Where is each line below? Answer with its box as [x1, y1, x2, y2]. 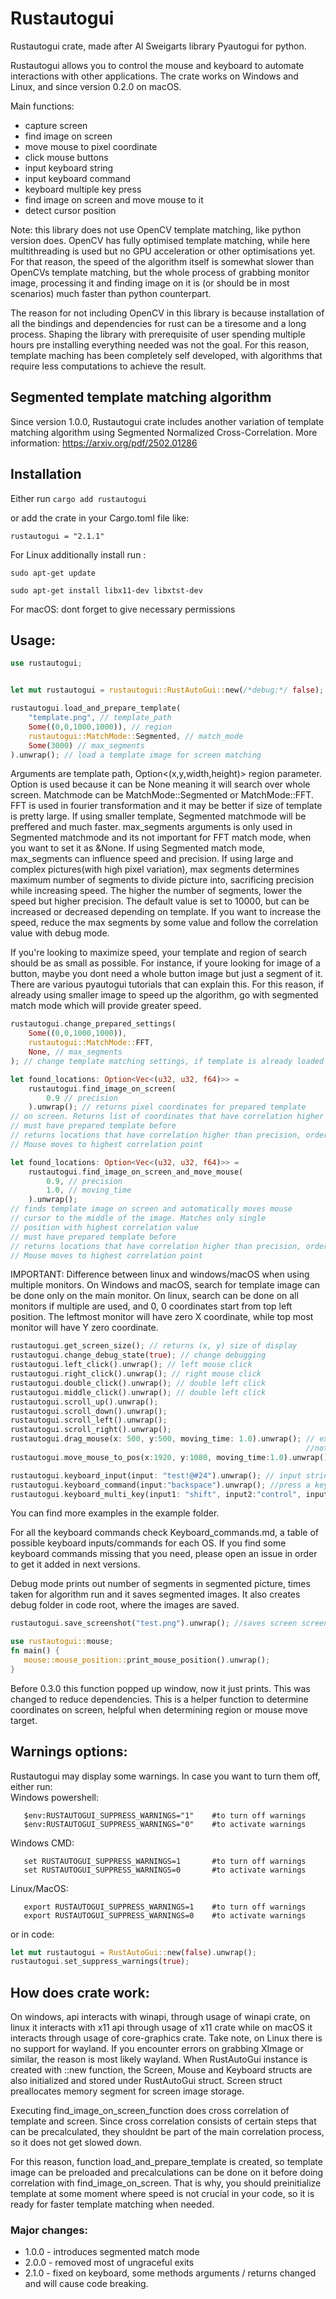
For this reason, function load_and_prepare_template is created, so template [10, 2156, 323, 2168]
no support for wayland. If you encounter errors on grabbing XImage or [10, 2043, 304, 2055]
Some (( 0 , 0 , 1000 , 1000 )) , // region [28, 722, 172, 732]
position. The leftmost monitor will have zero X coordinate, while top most [10, 1311, 314, 1323]
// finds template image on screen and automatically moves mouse [10, 1204, 293, 1214]
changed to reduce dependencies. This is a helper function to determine [10, 1693, 309, 1705]
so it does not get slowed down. [10, 2137, 142, 2149]
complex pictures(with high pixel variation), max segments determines [10, 863, 300, 876]
